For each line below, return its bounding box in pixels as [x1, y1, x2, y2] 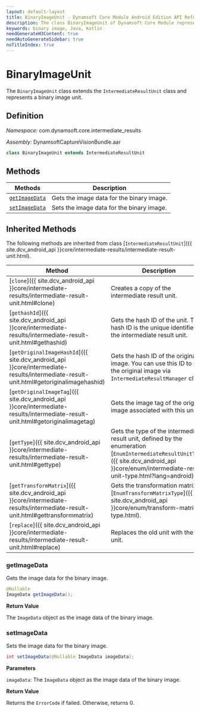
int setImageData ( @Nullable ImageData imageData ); [6, 654, 135, 660]
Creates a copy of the [111, 284, 171, 293]
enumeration [111, 442, 146, 450]
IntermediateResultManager [111, 375, 187, 382]
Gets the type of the [111, 427, 167, 436]
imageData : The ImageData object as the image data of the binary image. [6, 676, 181, 683]
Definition [6, 111, 43, 121]
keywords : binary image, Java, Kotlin [6, 25, 102, 32]
